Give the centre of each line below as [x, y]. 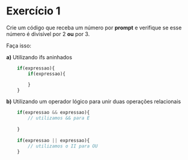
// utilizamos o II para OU [63, 146]
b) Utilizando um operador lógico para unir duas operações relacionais [94, 102]
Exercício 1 [34, 11]
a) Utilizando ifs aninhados [39, 57]
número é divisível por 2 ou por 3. [48, 34]
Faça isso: [19, 46]
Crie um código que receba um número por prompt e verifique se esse [94, 28]
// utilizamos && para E [59, 118]
